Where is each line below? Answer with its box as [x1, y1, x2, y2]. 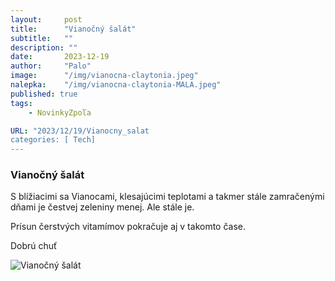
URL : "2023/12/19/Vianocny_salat [10, 126, 150, 136]
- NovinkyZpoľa [28, 107, 92, 118]
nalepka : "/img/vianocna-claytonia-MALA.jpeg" [10, 80, 222, 90]
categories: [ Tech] [10, 135, 97, 145]
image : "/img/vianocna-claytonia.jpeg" [10, 71, 199, 81]
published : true [10, 89, 78, 99]
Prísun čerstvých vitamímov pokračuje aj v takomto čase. [10, 221, 247, 233]
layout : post [10, 14, 83, 25]
